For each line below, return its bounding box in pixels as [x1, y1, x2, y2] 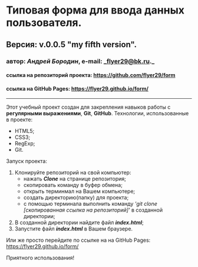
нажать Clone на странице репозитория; [23, 175, 127, 182]
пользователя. [6, 16, 82, 29]
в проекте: [6, 116, 33, 124]
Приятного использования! [6, 254, 75, 262]
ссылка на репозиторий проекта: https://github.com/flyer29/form [6, 72, 176, 79]
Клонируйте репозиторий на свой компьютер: [14, 169, 131, 176]
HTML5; [14, 128, 35, 135]
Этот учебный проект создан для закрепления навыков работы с [6, 104, 171, 111]
